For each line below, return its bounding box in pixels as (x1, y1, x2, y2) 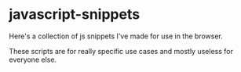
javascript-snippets (9, 5, 141, 23)
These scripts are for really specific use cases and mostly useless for (9, 46, 234, 56)
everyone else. (9, 55, 57, 64)
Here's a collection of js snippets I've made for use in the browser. (9, 31, 223, 41)
